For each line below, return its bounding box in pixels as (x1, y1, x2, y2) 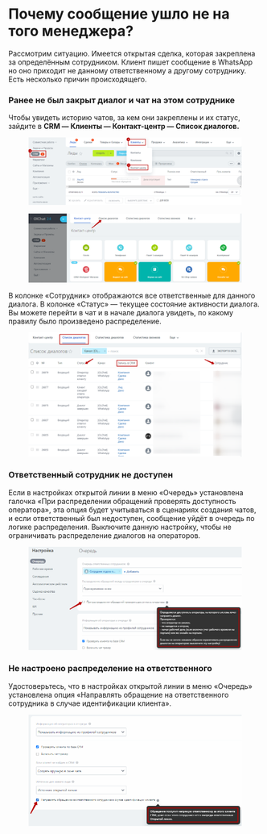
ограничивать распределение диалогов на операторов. (8, 530, 201, 540)
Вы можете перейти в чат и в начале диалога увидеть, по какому (8, 307, 234, 317)
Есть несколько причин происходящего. (8, 74, 147, 84)
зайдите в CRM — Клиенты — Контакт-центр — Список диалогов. (8, 122, 240, 131)
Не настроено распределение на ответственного (8, 663, 213, 674)
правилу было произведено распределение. (8, 316, 162, 326)
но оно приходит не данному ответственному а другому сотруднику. (8, 65, 247, 75)
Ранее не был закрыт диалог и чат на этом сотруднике (8, 94, 236, 106)
